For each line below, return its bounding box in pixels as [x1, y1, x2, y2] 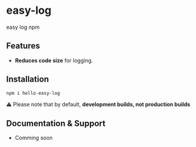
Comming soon [14, 134, 53, 142]
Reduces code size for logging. [14, 56, 94, 64]
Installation [6, 74, 49, 85]
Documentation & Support [6, 118, 106, 128]
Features [6, 41, 40, 51]
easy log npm [6, 23, 40, 31]
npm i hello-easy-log [6, 90, 61, 96]
